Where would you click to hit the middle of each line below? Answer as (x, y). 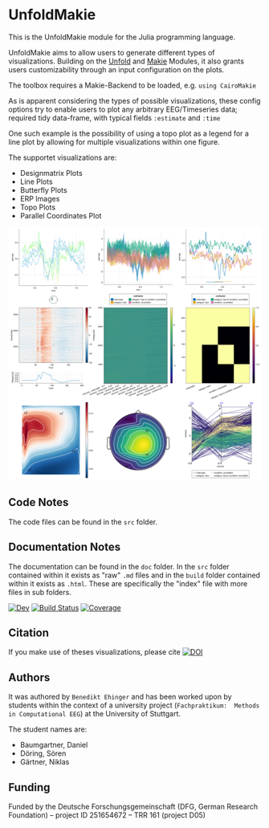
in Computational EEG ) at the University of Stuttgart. (95, 714)
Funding (29, 787)
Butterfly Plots (43, 190)
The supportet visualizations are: (63, 157)
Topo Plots (38, 207)
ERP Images (40, 198)
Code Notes (39, 502)
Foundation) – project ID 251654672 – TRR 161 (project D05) (107, 815)
